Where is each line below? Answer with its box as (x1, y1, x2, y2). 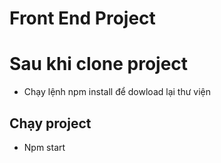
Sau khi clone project (9, 53, 189, 76)
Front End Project (9, 7, 156, 30)
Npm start (23, 141, 66, 153)
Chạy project (9, 115, 92, 132)
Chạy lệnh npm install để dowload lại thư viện (23, 86, 212, 98)
